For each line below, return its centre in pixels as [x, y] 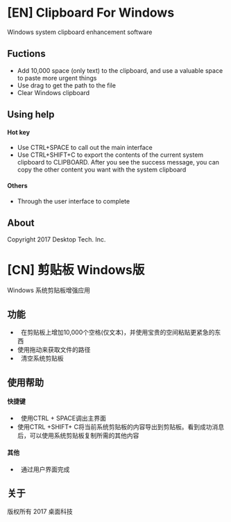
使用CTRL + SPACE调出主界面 [63, 418]
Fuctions [27, 54]
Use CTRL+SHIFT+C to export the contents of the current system [110, 155]
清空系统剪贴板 [42, 358]
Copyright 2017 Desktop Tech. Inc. [57, 239]
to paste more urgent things [57, 78]
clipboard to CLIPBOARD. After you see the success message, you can [118, 162]
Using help [31, 115]
